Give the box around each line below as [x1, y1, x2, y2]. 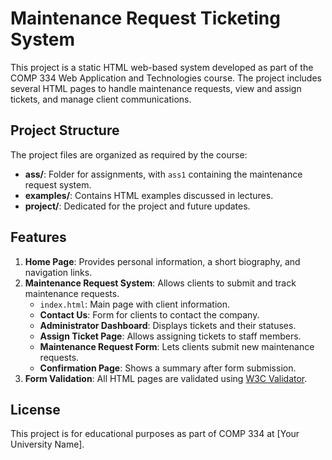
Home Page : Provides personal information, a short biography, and [24, 255, 301, 267]
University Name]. [10, 438, 85, 451]
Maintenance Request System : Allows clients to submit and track [24, 277, 297, 289]
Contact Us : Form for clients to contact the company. [39, 308, 260, 321]
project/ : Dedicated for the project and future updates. [24, 200, 251, 212]
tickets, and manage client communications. [10, 93, 192, 105]
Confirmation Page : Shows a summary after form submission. [39, 362, 297, 374]
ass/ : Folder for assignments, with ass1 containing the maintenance [24, 168, 303, 180]
